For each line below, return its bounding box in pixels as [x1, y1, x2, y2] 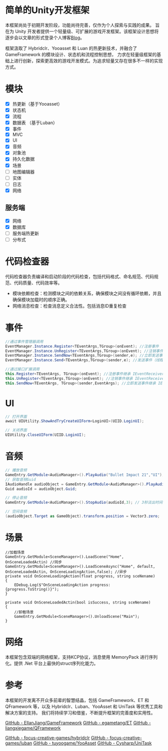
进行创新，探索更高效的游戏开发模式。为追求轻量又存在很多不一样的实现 [13, 58, 163, 64]
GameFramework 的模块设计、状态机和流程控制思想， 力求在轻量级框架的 [5, 51, 157, 58]
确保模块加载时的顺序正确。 [12, 296, 70, 303]
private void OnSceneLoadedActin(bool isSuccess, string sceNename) [5, 600, 151, 605]
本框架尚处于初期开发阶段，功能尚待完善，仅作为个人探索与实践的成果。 [5, 22, 154, 28]
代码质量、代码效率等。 [13, 280, 62, 286]
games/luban [5, 740, 32, 746]
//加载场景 [5, 550, 25, 555]
